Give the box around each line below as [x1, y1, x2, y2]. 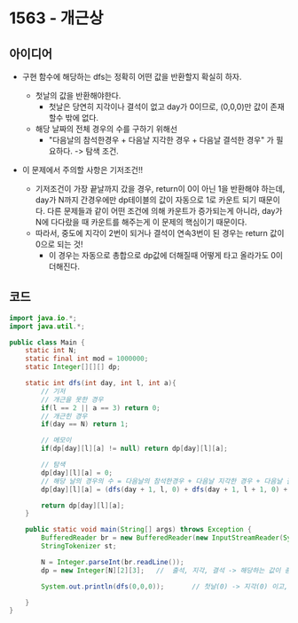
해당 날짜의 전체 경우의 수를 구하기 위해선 [35, 123, 178, 134]
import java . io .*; [9, 313, 77, 322]
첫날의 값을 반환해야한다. [35, 91, 122, 100]
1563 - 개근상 [9, 8, 104, 28]
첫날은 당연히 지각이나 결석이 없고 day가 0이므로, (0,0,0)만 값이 [48, 101, 269, 112]
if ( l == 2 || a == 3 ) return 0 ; [41, 403, 161, 413]
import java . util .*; [9, 321, 86, 331]
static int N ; [25, 346, 77, 355]
